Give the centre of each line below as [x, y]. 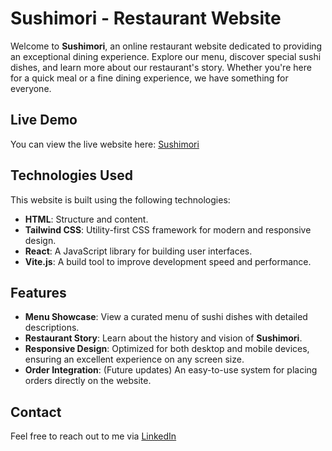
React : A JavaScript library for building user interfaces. [138, 251]
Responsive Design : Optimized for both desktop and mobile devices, [167, 349]
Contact [36, 412]
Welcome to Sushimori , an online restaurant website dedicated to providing [166, 46]
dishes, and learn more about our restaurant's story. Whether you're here [161, 67]
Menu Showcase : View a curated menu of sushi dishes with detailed [166, 317]
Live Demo [44, 120]
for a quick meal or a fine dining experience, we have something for [149, 78]
